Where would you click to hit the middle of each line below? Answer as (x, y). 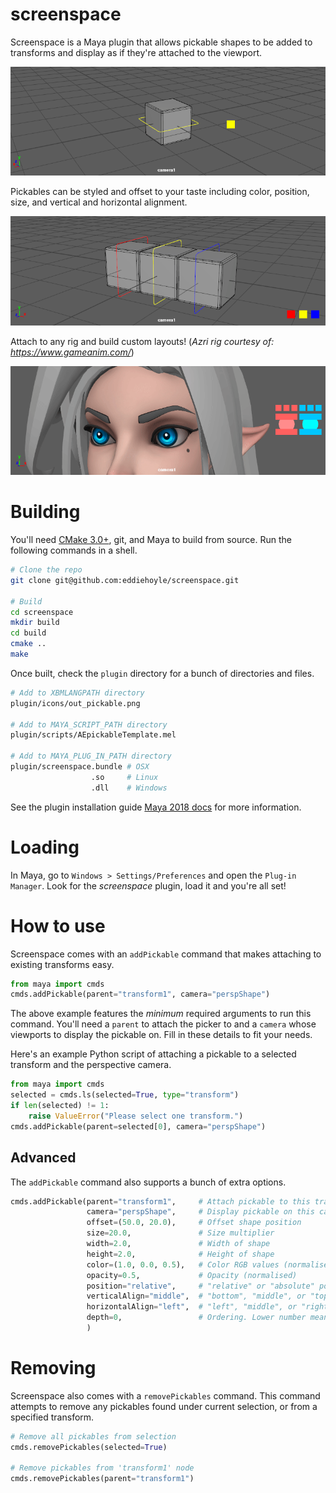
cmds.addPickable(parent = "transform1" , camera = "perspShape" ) (140, 994)
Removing (53, 1368)
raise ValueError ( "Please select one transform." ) (136, 1116)
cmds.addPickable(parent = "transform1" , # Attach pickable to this (160, 1201)
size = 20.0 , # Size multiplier (180, 1233)
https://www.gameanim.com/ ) (72, 352)
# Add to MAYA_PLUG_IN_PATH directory (91, 756)
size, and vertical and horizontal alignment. (99, 202)
